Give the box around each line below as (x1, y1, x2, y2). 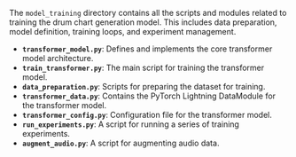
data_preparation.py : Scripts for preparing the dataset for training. (21, 82, 266, 91)
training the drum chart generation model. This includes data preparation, (9, 17, 277, 27)
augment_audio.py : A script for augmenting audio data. (21, 137, 220, 148)
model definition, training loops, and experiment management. (9, 27, 237, 36)
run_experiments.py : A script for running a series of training (21, 119, 239, 130)
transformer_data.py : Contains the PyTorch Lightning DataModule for (21, 90, 277, 101)
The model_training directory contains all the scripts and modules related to (9, 8, 287, 18)
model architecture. (21, 53, 94, 63)
